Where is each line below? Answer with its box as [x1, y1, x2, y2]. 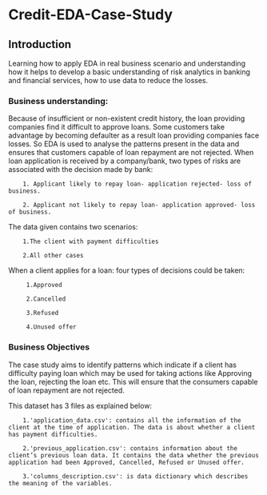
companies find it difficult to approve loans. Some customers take [8, 122, 225, 132]
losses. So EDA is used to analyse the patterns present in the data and [8, 139, 240, 149]
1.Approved [26, 281, 62, 289]
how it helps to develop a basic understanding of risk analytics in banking [8, 67, 250, 77]
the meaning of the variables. [8, 479, 113, 487]
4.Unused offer [26, 323, 78, 331]
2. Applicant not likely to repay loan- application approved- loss [22, 202, 256, 210]
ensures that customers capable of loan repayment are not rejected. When [8, 148, 254, 158]
